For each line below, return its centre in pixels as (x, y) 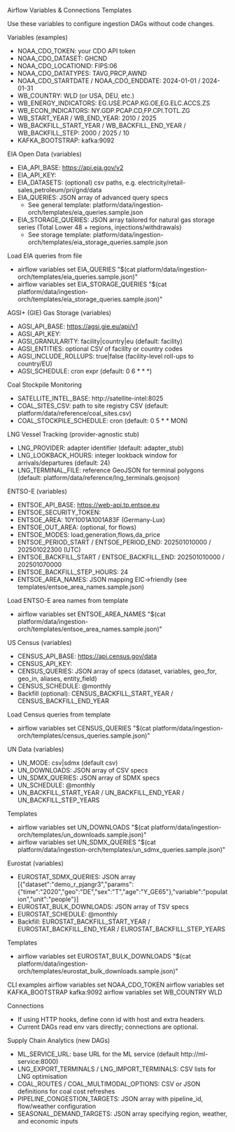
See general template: (59, 205)
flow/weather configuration (57, 1106)
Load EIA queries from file (45, 256)
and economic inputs (48, 1121)
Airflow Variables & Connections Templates (70, 10)
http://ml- (194, 1054)
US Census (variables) (40, 642)
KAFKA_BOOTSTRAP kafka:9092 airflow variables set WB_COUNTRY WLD (115, 992)
